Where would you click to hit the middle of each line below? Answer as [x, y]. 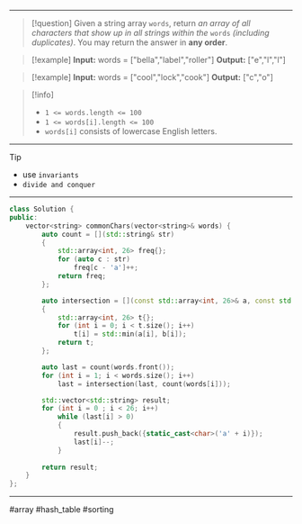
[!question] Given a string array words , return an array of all [141, 23]
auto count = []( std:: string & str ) [108, 234]
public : [24, 217]
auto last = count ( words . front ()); [108, 367]
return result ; [70, 467]
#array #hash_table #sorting [62, 510]
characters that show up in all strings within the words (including [150, 33]
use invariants [50, 175]
